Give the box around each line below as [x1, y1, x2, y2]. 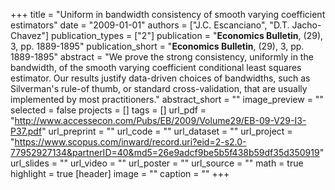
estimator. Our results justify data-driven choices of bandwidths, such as [10, 72, 311, 84]
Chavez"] [10, 30, 50, 41]
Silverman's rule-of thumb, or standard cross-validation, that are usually [10, 83, 308, 94]
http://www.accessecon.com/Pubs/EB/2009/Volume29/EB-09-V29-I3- [14, 115, 307, 126]
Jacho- [291, 19, 322, 31]
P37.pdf [10, 125, 43, 137]
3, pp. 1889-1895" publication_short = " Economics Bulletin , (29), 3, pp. [10, 40, 305, 52]
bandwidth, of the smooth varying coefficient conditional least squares [10, 62, 302, 73]
